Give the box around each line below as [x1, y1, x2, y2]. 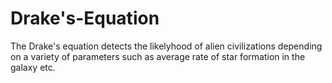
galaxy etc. [10, 61, 56, 73]
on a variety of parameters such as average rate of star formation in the [10, 50, 306, 62]
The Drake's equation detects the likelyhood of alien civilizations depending [10, 40, 323, 52]
